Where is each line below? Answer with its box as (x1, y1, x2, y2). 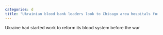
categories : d (5, 7, 34, 12)
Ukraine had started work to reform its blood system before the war (5, 24, 140, 30)
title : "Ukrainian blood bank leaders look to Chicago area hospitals (5, 12, 151, 16)
